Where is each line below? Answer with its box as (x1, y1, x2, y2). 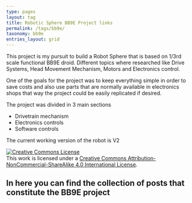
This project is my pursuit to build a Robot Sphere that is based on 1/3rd (6, 53, 182, 60)
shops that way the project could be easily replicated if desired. (6, 90, 162, 96)
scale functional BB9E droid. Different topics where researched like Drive (6, 59, 185, 66)
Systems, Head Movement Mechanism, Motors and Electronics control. (6, 65, 180, 72)
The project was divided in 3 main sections (6, 101, 112, 108)
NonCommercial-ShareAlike (6, 161, 74, 168)
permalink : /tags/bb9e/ (6, 25, 65, 32)
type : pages (6, 8, 36, 15)
